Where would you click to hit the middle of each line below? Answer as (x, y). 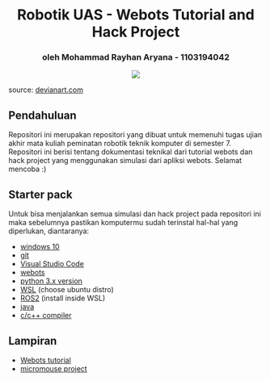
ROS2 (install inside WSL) (63, 298)
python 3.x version (51, 281)
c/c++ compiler (46, 316)
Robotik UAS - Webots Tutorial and (136, 15)
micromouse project (53, 368)
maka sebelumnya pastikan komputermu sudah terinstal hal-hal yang (123, 223)
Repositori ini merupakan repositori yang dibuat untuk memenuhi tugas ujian (135, 135)
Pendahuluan (42, 115)
